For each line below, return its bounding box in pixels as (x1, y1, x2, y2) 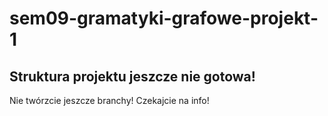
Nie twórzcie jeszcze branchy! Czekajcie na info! (9, 95, 210, 106)
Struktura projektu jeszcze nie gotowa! (9, 68, 256, 85)
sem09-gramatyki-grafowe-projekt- (9, 7, 319, 30)
